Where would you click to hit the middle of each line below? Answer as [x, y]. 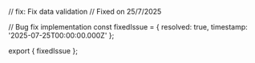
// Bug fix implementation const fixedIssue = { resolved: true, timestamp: [128, 27]
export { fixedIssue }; [43, 51]
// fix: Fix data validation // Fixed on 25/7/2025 [85, 12]
